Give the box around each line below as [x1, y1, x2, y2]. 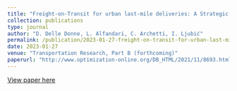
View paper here [7, 75, 56, 84]
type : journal [7, 23, 49, 30]
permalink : [7, 37, 39, 44]
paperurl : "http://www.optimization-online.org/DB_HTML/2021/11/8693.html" [7, 56, 235, 63]
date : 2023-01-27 [7, 43, 59, 50]
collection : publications [7, 17, 83, 24]
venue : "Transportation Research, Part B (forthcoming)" [7, 50, 178, 57]
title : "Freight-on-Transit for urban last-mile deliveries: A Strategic [7, 10, 229, 18]
